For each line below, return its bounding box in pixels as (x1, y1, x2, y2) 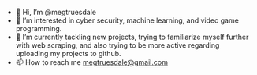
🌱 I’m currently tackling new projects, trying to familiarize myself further (15, 32, 249, 41)
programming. (15, 24, 62, 33)
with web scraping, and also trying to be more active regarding (15, 41, 220, 50)
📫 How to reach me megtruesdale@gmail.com (15, 58, 168, 66)
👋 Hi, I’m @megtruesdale (15, 8, 97, 16)
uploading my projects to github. (15, 49, 121, 58)
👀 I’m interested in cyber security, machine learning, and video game (15, 16, 239, 25)
